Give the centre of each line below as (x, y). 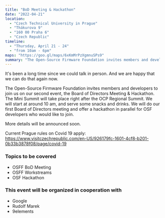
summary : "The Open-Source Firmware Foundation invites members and (77, 60)
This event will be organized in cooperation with (63, 190)
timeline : (15, 42)
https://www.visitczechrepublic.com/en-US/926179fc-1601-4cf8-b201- (77, 139)
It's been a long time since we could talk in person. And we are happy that (80, 73)
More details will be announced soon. (43, 124)
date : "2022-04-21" (25, 14)
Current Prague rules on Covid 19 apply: (45, 133)
